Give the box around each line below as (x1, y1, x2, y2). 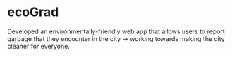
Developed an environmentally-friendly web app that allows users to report (7, 27, 226, 35)
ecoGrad (7, 4, 59, 20)
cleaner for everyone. (7, 42, 71, 50)
